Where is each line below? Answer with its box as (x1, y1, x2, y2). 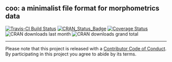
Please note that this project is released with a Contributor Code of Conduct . (5, 45, 167, 51)
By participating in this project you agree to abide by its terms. (5, 51, 137, 57)
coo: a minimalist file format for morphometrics (5, 4, 160, 13)
